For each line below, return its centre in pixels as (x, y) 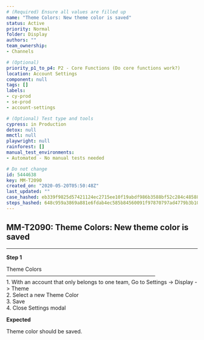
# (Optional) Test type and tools (50, 118)
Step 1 (14, 257)
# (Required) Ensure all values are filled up (66, 12)
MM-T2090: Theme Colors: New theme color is (97, 227)
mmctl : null (21, 135)
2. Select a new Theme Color (42, 294)
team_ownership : (27, 46)
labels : (16, 91)
